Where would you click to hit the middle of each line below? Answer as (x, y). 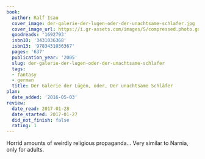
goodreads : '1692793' (39, 35)
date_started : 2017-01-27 (45, 114)
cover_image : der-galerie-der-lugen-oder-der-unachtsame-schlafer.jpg (103, 23)
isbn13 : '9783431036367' (43, 46)
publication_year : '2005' (45, 57)
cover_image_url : (34, 29)
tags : (19, 69)
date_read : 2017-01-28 (41, 109)
